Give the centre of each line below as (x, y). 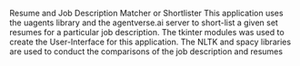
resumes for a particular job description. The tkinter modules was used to (147, 32)
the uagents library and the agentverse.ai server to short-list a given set (144, 23)
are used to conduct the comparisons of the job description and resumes (146, 52)
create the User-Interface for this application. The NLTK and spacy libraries (150, 42)
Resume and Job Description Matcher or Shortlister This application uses (146, 13)
